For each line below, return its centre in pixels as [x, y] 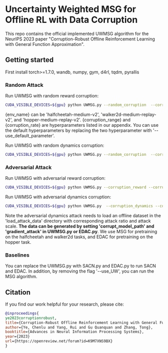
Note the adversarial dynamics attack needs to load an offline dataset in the [83, 215]
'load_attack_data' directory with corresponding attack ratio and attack [78, 221]
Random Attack [24, 85]
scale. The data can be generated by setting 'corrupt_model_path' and [80, 226]
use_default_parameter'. [30, 135]
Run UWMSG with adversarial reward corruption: [55, 178]
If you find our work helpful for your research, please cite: [64, 304]
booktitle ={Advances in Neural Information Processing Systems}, [74, 332]
